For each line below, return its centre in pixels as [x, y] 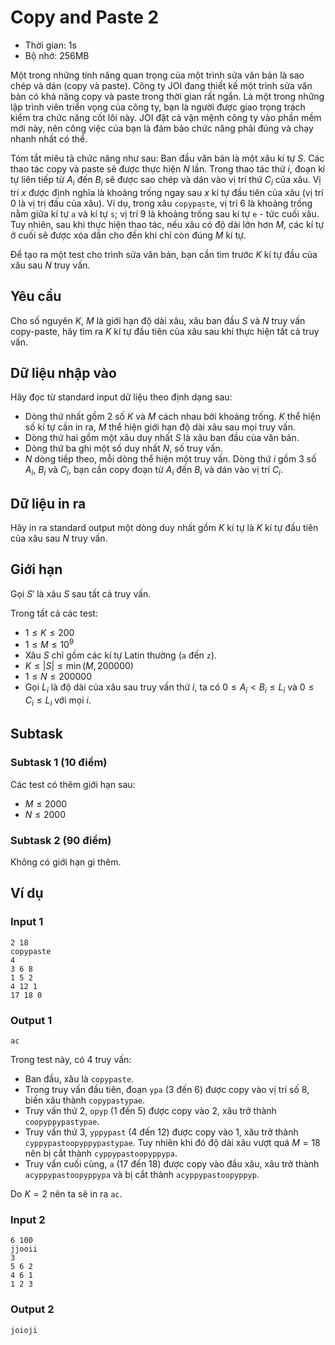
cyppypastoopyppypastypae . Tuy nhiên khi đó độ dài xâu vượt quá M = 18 [172, 1142]
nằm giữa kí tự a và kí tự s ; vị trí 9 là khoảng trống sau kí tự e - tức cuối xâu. [165, 213]
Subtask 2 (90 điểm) [61, 840]
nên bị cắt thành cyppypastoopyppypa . [101, 1153]
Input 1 [27, 922]
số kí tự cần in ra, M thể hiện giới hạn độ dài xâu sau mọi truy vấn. [160, 427]
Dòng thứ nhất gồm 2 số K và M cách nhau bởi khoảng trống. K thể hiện [172, 417]
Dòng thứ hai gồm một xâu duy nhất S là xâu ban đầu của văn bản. [162, 438]
